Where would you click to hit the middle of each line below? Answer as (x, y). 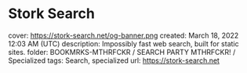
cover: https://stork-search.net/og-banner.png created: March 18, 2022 (123, 35)
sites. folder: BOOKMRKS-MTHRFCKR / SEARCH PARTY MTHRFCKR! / (122, 52)
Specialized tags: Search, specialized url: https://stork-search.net (114, 60)
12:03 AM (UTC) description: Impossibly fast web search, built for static (123, 43)
